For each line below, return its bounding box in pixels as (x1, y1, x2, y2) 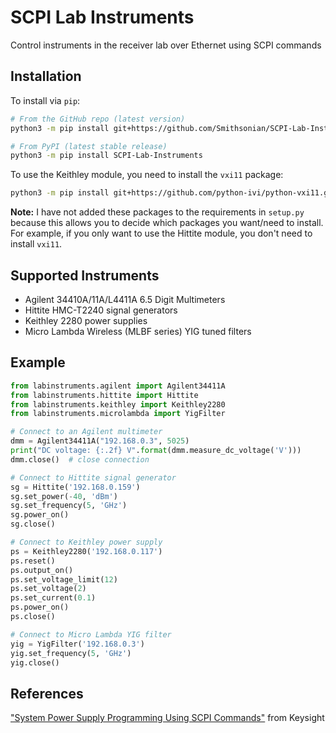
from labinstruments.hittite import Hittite (10, 390, 199, 400)
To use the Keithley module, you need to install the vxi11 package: (10, 169, 284, 181)
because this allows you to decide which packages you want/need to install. (10, 217, 324, 229)
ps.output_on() (10, 565, 74, 575)
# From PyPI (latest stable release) (10, 141, 168, 151)
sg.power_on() (10, 510, 70, 520)
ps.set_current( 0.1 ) (10, 593, 97, 603)
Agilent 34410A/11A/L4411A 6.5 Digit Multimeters (24, 293, 226, 305)
